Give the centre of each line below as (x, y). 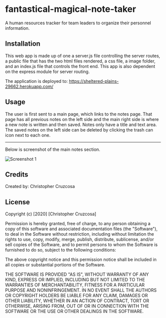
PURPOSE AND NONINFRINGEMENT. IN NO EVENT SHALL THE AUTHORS (81, 290)
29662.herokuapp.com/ (29, 86)
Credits (17, 174)
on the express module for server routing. (47, 71)
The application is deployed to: (37, 81)
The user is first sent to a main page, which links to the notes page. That (79, 114)
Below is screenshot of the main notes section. (53, 149)
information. (18, 28)
